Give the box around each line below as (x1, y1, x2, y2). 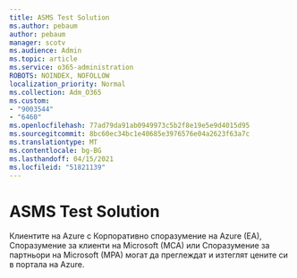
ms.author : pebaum (9, 21, 78, 30)
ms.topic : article (9, 55, 78, 63)
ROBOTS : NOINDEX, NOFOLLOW (9, 72, 110, 80)
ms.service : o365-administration (9, 63, 134, 72)
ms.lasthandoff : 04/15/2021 (9, 154, 115, 164)
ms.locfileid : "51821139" (9, 163, 106, 172)
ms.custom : (9, 96, 50, 105)
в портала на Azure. (9, 259, 85, 270)
